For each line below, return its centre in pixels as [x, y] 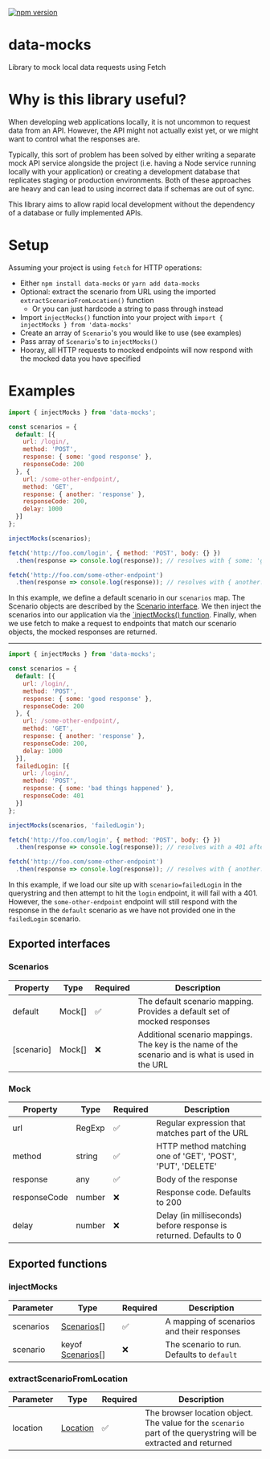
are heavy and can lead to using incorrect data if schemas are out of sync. [131, 188]
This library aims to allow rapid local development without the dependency [132, 204]
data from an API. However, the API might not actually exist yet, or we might [133, 130]
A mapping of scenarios [210, 1321]
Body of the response [197, 1179]
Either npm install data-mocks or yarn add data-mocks [110, 283]
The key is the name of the [188, 1044]
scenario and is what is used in [196, 1055]
